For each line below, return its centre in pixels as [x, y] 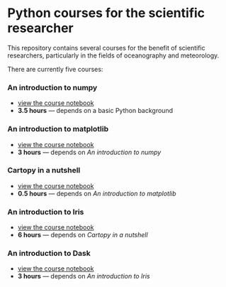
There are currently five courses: [55, 69]
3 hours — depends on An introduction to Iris [84, 276]
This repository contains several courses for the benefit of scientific [106, 48]
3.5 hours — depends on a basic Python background [95, 111]
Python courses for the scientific [106, 13]
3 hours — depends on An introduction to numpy [89, 152]
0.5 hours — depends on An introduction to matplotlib [97, 193]
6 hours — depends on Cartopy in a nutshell [83, 235]
